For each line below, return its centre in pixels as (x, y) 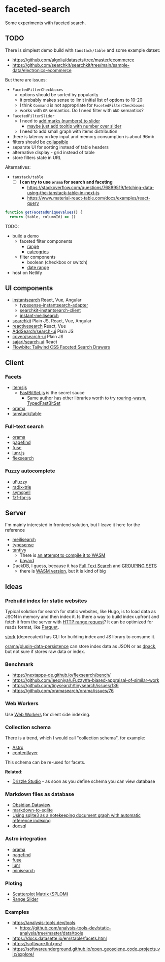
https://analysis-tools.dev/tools (44, 923)
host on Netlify (27, 272)
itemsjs (19, 387)
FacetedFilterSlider (33, 116)
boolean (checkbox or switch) (57, 262)
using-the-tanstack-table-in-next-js (63, 192)
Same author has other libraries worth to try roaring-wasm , (87, 398)
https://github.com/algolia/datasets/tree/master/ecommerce (73, 60)
